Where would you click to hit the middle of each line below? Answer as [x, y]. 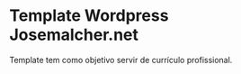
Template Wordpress [89, 16]
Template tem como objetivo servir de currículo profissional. [121, 60]
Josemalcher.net [74, 35]
